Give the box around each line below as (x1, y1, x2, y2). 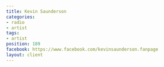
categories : (6, 14, 35, 20)
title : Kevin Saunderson (6, 8, 67, 15)
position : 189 (6, 41, 41, 47)
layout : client (6, 52, 43, 58)
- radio (6, 19, 25, 25)
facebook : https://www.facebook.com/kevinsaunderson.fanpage (6, 47, 159, 52)
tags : (6, 30, 19, 36)
